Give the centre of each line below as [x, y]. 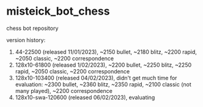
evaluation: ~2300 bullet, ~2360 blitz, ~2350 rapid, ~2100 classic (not [103, 84]
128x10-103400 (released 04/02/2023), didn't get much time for [96, 78]
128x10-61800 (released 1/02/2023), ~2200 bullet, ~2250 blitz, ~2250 [103, 65]
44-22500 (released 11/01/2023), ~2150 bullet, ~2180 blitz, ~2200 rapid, [106, 52]
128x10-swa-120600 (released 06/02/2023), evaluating [85, 97]
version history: [26, 40]
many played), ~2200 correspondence [64, 90]
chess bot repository [32, 28]
